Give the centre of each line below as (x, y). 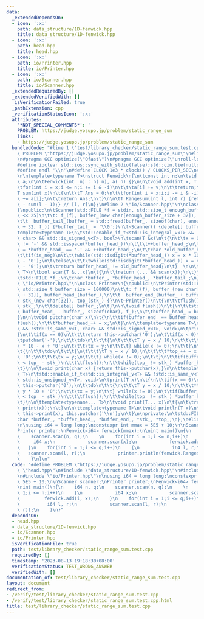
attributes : (27, 119)
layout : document (28, 584)
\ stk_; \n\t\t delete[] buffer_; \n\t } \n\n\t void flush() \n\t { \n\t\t (104, 306)
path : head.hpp (36, 46)
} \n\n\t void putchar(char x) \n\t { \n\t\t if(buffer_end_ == (92, 318)
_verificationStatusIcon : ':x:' (53, 114)
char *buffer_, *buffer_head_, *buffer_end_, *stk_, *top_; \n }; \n (103, 419)
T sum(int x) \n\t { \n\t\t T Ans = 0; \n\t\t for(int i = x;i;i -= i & (103, 193)
